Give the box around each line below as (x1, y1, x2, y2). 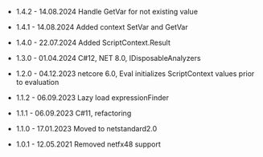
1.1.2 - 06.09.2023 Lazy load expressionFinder (15, 93, 169, 103)
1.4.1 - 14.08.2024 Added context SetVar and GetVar (15, 22, 188, 31)
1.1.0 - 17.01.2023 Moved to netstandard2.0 (15, 124, 158, 133)
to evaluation (15, 78, 60, 87)
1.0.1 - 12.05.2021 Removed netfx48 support (15, 139, 161, 149)
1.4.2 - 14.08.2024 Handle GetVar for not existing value (15, 7, 199, 16)
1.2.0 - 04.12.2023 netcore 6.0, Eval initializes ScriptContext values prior (15, 69, 255, 78)
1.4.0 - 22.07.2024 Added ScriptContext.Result (15, 38, 171, 47)
